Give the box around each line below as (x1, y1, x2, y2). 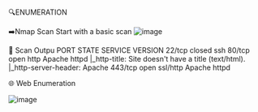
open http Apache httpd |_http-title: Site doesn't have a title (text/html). (8, 54, 246, 63)
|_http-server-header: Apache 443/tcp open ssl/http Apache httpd (8, 62, 231, 72)
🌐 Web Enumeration (8, 79, 76, 88)
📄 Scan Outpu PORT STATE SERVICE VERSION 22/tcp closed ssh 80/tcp (8, 45, 250, 55)
